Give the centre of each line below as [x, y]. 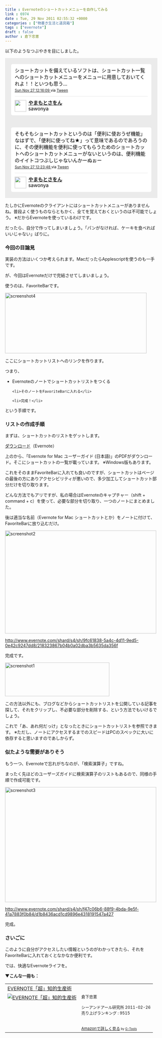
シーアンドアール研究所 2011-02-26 [116, 1007]
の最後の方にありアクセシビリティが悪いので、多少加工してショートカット [79, 479]
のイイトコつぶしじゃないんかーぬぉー [59, 160]
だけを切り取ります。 [30, 485]
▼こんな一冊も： [22, 976]
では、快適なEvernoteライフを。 [37, 966]
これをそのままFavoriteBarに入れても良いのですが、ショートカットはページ [80, 472]
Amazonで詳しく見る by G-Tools [109, 1029]
